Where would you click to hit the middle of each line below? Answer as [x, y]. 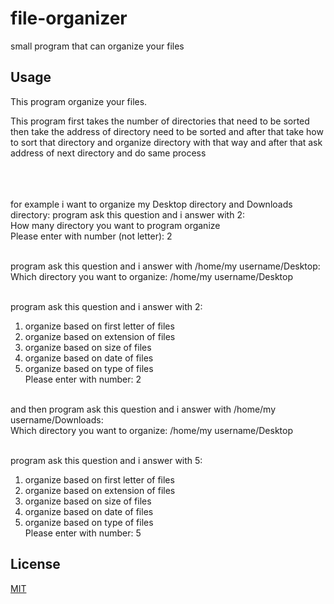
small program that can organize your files [97, 46]
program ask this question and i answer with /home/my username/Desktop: [165, 266]
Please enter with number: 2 [83, 379]
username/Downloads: [57, 419]
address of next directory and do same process [108, 153]
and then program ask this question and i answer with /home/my [143, 409]
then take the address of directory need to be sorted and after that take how [167, 131]
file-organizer [69, 18]
